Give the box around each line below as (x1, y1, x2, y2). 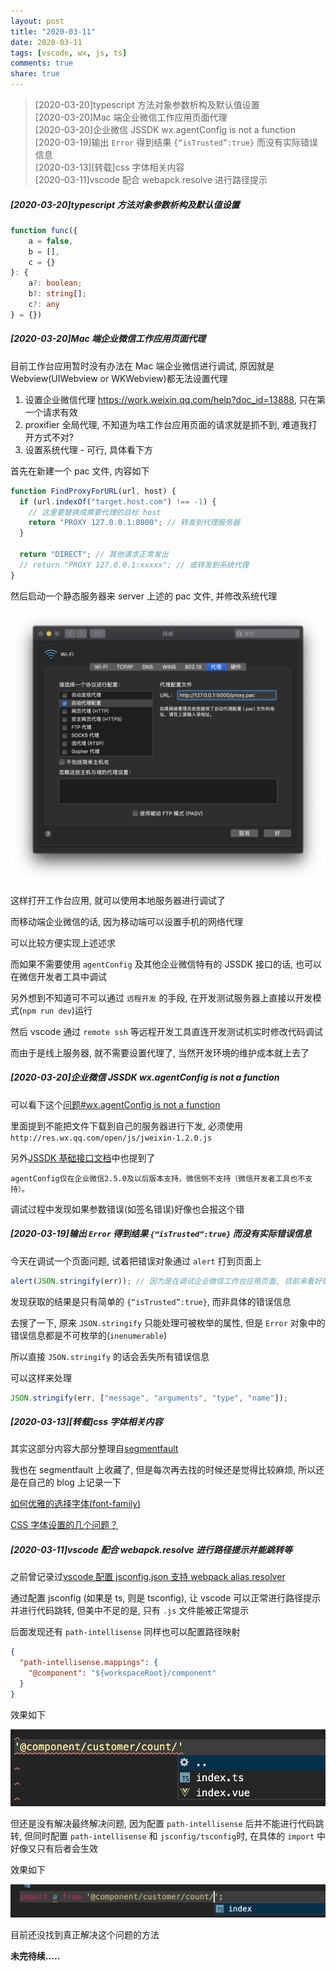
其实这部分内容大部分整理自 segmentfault (10, 1443, 179, 1455)
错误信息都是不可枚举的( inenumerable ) (10, 1329, 168, 1341)
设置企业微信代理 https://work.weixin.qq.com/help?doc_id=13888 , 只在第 (24, 393, 326, 405)
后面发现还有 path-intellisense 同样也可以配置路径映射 (10, 1626, 241, 1638)
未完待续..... (10, 1950, 61, 1962)
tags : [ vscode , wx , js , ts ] (10, 48, 128, 58)
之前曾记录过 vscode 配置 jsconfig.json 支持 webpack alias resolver (10, 1571, 286, 1583)
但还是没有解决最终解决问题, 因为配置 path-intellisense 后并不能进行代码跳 (10, 1817, 325, 1829)
